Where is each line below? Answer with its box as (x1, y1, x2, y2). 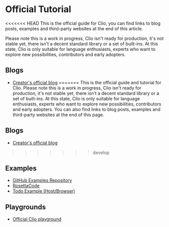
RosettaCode (12, 183, 40, 189)
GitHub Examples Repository (12, 178, 72, 184)
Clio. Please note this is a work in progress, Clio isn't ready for (12, 85, 142, 91)
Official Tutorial (5, 4, 71, 15)
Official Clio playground (12, 216, 61, 222)
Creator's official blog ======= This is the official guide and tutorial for (12, 79, 162, 85)
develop (93, 149, 110, 155)
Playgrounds (5, 203, 46, 211)
